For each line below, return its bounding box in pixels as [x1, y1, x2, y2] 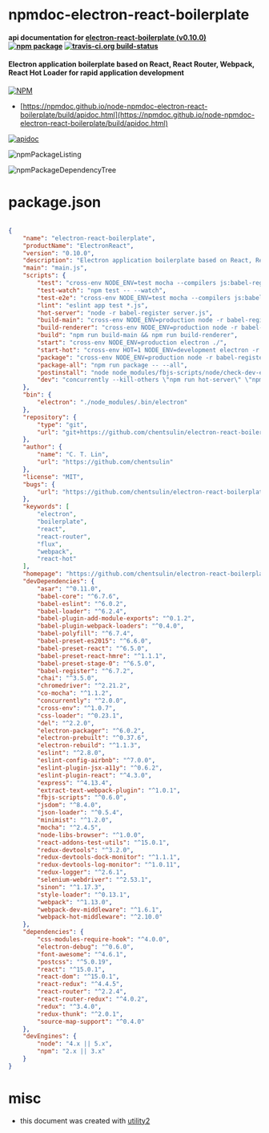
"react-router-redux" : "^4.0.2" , [37, 995, 149, 1004]
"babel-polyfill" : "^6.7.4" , [37, 630, 134, 638]
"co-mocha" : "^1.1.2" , [37, 689, 113, 697]
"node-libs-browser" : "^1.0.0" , [37, 830, 146, 839]
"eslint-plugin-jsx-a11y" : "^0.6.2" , [37, 764, 163, 772]
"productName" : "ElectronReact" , [22, 242, 134, 250]
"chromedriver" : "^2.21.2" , [37, 682, 130, 690]
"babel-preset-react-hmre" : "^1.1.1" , [37, 652, 167, 660]
